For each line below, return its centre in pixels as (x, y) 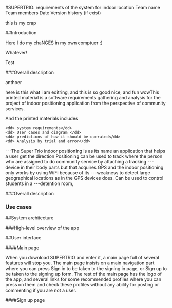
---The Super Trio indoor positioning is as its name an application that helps (85, 151)
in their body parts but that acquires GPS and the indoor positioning (92, 167)
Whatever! (16, 53)
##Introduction (21, 33)
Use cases (19, 207)
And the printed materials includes (42, 118)
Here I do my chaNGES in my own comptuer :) (54, 43)
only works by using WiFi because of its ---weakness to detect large (78, 173)
